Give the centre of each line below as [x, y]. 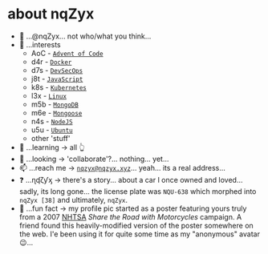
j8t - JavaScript [57, 79]
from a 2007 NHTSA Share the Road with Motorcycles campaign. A [130, 216]
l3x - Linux [49, 95]
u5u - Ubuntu [52, 130]
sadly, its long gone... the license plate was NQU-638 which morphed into [138, 191]
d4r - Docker [51, 62]
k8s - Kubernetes [59, 87]
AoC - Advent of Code [67, 53]
